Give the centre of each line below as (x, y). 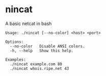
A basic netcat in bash (29, 23)
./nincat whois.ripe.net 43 (40, 68)
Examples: (16, 60)
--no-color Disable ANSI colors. (47, 46)
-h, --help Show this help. (42, 50)
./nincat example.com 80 (36, 64)
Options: (14, 42)
